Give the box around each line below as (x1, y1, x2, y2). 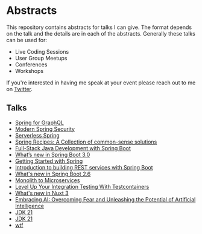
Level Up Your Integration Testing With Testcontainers (14, 183, 150, 190)
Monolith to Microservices (14, 176, 80, 184)
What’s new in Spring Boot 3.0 (14, 151, 90, 158)
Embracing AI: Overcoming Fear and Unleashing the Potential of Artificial (14, 195, 196, 203)
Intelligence (14, 202, 44, 209)
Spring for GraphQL (14, 119, 65, 126)
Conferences (14, 61, 48, 68)
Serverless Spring (14, 131, 60, 139)
